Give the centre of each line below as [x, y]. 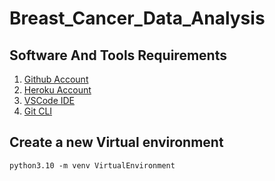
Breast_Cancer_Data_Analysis [137, 18]
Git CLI [38, 111]
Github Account [56, 79]
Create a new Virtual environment [116, 142]
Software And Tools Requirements [118, 55]
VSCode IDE [49, 100]
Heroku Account [57, 90]
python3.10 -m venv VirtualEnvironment [92, 165]
